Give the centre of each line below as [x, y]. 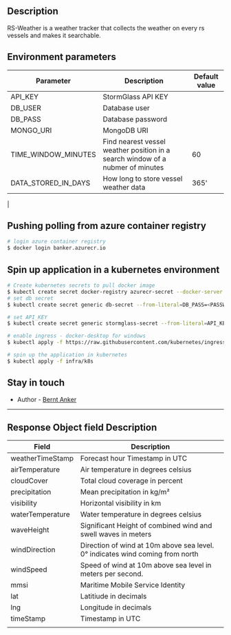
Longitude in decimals [116, 607]
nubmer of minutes [133, 167]
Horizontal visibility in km [121, 503]
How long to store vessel [143, 179]
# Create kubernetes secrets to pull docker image [81, 285]
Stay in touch [36, 383]
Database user [126, 108]
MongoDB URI [126, 130]
